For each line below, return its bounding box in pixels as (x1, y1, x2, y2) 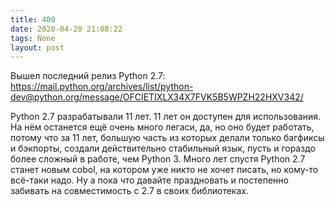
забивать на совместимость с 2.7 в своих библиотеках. (10, 185, 249, 197)
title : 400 (10, 14, 56, 25)
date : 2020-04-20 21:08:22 (10, 24, 123, 34)
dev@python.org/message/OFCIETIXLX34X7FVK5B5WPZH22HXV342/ (10, 91, 304, 103)
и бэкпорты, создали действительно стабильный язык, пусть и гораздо (10, 142, 316, 155)
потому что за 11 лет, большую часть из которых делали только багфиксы (10, 132, 325, 144)
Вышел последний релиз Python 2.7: (10, 70, 166, 82)
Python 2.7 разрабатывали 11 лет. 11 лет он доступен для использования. (10, 111, 322, 123)
